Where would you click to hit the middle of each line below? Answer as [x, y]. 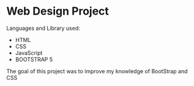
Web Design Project [58, 11]
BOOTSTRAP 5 [34, 59]
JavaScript [29, 52]
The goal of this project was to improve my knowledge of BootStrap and [97, 71]
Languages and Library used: [43, 28]
